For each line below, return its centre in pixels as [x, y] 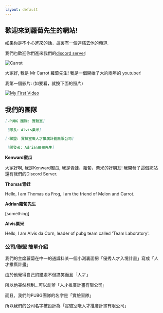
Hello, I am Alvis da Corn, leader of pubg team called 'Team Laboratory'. [77, 233]
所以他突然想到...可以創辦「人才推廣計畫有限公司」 [56, 285]
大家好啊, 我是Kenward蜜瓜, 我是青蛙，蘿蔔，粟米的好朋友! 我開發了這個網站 [81, 168]
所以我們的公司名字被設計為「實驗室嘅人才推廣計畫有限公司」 [67, 306]
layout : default [21, 9]
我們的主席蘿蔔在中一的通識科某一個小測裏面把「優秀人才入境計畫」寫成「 [80, 259]
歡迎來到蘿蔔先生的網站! [41, 30]
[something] [17, 213]
